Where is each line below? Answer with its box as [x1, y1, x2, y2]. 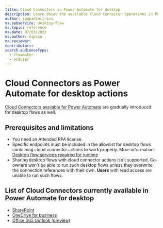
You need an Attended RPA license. [12, 137, 83, 142]
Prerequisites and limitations [5, 123, 94, 132]
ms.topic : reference [5, 25, 47, 30]
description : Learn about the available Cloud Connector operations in [5, 12, 153, 17]
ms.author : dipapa [5, 35, 42, 39]
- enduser [9, 57, 29, 62]
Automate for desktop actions [5, 88, 128, 99]
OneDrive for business [12, 212, 57, 218]
